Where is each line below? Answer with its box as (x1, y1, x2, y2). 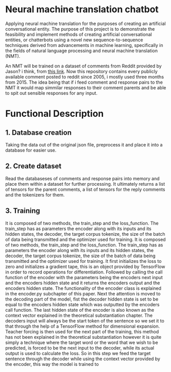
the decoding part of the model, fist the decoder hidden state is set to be (5, 296, 159, 302)
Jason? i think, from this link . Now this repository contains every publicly (5, 68, 158, 75)
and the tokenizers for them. (5, 191, 65, 197)
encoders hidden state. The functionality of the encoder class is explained (5, 285, 162, 291)
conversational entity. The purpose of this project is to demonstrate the (5, 26, 155, 32)
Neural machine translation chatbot (5, 4, 159, 15)
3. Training (5, 207, 40, 215)
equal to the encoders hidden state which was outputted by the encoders (5, 301, 160, 307)
